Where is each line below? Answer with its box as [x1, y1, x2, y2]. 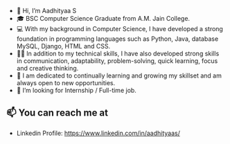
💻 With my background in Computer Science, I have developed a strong [16, 25, 223, 33]
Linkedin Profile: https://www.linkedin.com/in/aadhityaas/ [16, 129, 181, 137]
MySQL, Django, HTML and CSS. [16, 42, 111, 50]
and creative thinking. [16, 64, 79, 72]
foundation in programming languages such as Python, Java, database [16, 35, 219, 43]
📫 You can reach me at [6, 107, 109, 119]
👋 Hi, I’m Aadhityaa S [16, 7, 77, 15]
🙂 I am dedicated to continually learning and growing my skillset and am [16, 71, 222, 80]
